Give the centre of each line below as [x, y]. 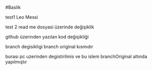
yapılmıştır [16, 62]
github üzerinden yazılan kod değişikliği [47, 37]
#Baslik [13, 7]
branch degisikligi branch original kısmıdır [49, 47]
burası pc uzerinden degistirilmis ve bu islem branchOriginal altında [76, 56]
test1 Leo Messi [22, 17]
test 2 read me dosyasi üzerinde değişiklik [50, 27]
